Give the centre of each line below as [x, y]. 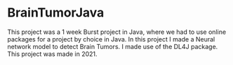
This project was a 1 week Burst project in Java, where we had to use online [117, 32]
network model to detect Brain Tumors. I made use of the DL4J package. [113, 46]
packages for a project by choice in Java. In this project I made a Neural [111, 39]
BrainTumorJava [56, 13]
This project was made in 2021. [52, 54]
